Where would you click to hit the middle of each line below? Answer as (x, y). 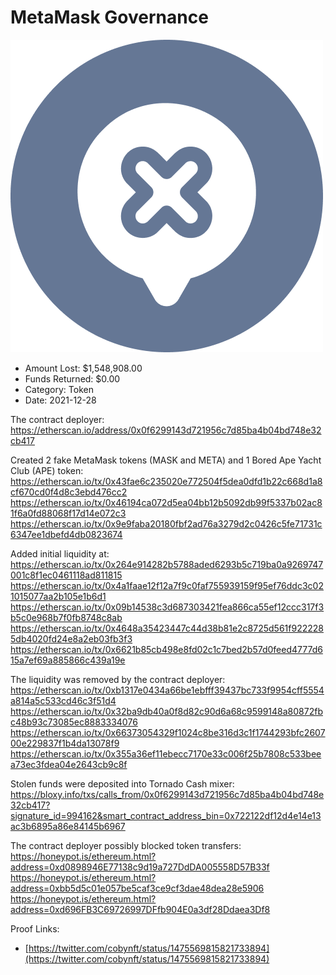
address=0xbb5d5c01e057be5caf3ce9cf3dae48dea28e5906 (137, 888)
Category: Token (59, 389)
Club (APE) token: (47, 470)
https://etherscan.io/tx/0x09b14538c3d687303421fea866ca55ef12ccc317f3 (167, 607)
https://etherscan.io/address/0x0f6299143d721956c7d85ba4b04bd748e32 (166, 430)
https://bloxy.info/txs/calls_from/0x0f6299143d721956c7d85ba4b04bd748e (167, 794)
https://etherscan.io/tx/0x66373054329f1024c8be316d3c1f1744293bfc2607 (168, 732)
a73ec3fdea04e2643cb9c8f (69, 764)
